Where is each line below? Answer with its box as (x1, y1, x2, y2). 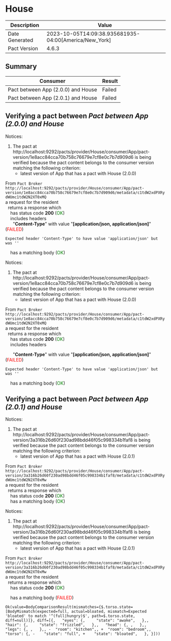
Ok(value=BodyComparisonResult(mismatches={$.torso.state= (5, 605, 133, 610)
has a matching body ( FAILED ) (10, 595, 74, 601)
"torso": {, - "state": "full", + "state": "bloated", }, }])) (5, 631, 160, 636)
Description (10, 21, 40, 29)
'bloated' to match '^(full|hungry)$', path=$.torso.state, (5, 613, 136, 619)
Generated (8, 36, 34, 43)
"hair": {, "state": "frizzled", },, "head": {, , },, (5, 623, 147, 628)
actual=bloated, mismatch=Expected (71, 609, 147, 614)
